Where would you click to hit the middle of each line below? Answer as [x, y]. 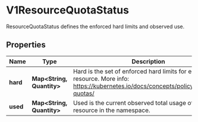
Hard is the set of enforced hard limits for [130, 71]
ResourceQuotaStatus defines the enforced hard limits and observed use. [95, 26]
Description [148, 61]
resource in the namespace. [111, 110]
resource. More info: [101, 79]
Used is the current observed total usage [130, 103]
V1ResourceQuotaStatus [68, 10]
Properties [26, 45]
